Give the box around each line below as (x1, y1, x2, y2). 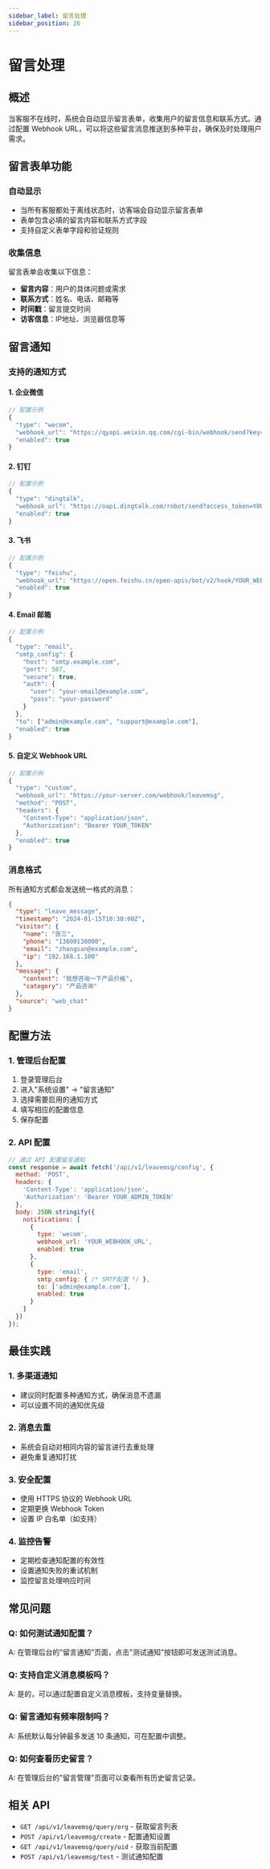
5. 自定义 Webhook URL (8, 751, 88, 761)
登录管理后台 (19, 1075, 63, 1084)
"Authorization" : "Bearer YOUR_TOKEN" (22, 821, 153, 830)
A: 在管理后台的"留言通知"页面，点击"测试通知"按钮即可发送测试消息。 (8, 1647, 242, 1657)
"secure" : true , (22, 672, 78, 681)
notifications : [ (22, 1215, 81, 1223)
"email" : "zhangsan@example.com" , (22, 945, 138, 953)
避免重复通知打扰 (19, 1451, 77, 1462)
